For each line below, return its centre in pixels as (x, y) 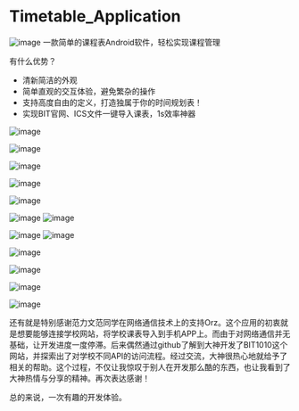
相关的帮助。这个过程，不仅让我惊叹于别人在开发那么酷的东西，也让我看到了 (150, 366)
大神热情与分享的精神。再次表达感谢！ (79, 378)
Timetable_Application (95, 16)
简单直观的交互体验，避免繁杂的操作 (89, 91)
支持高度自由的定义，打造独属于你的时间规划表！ (112, 102)
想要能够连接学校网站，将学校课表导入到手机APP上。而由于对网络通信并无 (154, 333)
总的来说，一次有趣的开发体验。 (68, 397)
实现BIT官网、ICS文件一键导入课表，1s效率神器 (109, 113)
